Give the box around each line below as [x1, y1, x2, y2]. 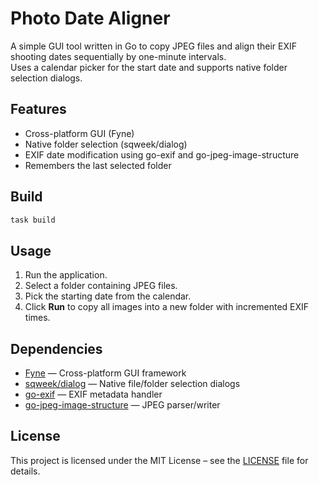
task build [10, 215, 56, 225]
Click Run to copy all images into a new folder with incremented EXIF [24, 301, 310, 313]
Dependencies [10, 340, 103, 357]
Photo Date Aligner [10, 7, 171, 30]
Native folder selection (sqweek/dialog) [24, 138, 188, 150]
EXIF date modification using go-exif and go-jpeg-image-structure [24, 148, 300, 161]
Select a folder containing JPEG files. [24, 280, 178, 292]
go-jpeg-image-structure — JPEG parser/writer [24, 399, 221, 411]
